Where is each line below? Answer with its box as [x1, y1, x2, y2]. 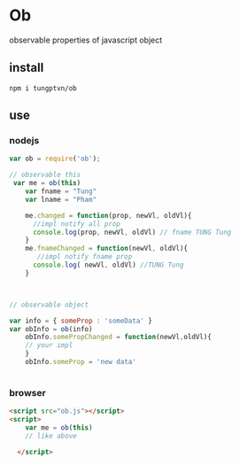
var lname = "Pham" [25, 195, 97, 204]
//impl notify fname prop [36, 252, 133, 261]
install [9, 60, 44, 75]
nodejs [9, 135, 40, 147]
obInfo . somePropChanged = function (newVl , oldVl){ [25, 333, 213, 342]
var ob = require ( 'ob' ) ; [9, 154, 101, 164]
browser [9, 386, 46, 399]
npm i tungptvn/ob [9, 83, 77, 93]
